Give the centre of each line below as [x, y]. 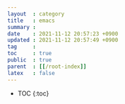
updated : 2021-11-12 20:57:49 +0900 [63, 40]
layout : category [36, 14]
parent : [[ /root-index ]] [47, 67]
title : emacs [31, 21]
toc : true [30, 54]
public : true [30, 60]
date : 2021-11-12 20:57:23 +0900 [63, 34]
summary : [22, 27]
